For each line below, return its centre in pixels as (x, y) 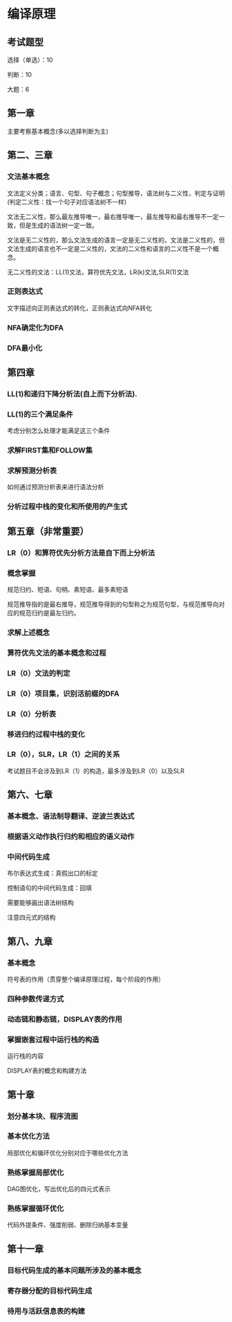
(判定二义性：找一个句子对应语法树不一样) (67, 202)
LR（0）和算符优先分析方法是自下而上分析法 (81, 553)
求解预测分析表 (32, 470)
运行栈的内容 (25, 1056)
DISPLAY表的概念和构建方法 (47, 1070)
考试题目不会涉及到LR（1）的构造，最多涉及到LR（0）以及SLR (96, 770)
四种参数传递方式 (36, 998)
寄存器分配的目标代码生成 (50, 1291)
